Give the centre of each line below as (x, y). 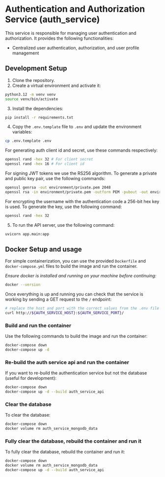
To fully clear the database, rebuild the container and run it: (65, 452)
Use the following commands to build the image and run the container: (76, 336)
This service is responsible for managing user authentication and (71, 33)
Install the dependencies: (38, 108)
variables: (22, 132)
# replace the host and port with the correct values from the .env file (82, 308)
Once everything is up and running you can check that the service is (74, 294)
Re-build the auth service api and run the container (67, 362)
